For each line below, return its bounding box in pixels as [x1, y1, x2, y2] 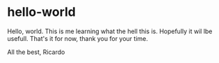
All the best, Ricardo [7, 48, 65, 56]
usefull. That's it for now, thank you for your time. [7, 34, 148, 42]
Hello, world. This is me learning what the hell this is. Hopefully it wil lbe [7, 27, 213, 35]
